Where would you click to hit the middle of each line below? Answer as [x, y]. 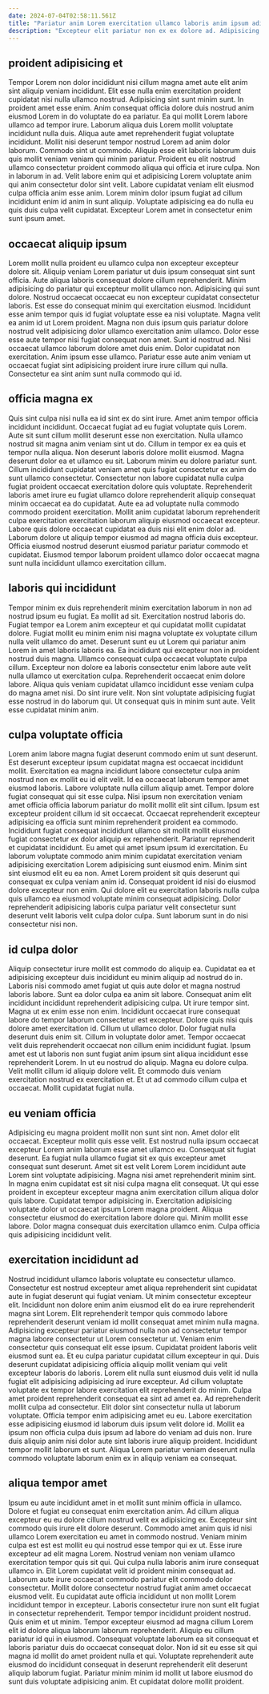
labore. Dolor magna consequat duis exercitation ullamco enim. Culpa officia [134, 1226]
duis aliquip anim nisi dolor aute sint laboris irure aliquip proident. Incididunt [133, 1441]
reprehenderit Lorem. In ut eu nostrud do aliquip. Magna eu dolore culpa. [128, 1063]
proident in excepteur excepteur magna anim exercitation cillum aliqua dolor [133, 1192]
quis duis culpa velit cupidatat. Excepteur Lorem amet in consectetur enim [130, 210]
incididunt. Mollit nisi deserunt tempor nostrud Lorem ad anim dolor [119, 142]
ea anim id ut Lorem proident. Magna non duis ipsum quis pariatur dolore [128, 323]
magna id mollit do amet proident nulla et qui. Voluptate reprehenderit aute [131, 1656]
